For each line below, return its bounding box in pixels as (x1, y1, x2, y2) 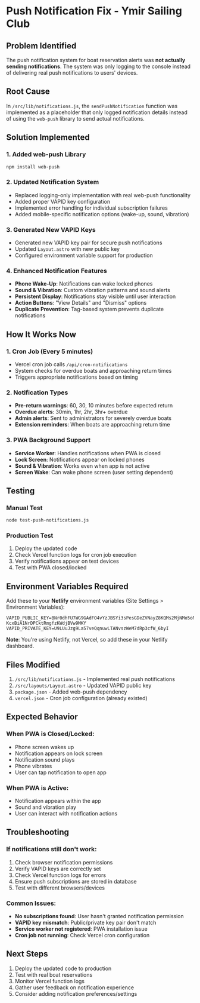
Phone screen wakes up (14, 743, 74, 750)
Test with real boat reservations (14, 971, 93, 978)
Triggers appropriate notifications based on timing (14, 373, 138, 381)
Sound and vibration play (14, 803, 76, 811)
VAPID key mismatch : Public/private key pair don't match (14, 919, 157, 926)
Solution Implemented (6, 133, 90, 143)
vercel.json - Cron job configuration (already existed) (14, 695, 148, 702)
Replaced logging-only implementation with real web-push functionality (14, 191, 191, 198)
